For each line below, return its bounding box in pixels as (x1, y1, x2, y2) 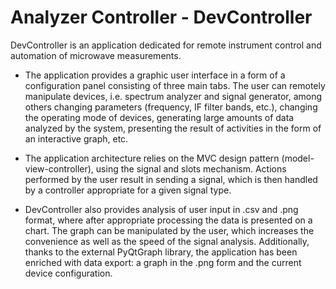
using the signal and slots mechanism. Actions (95, 162, 287, 175)
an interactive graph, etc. (24, 132, 129, 145)
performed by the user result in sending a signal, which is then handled (24, 173, 318, 185)
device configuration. (24, 267, 113, 279)
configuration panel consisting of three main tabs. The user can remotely (24, 79, 326, 91)
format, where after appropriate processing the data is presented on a (24, 214, 313, 226)
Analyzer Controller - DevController (10, 6, 313, 29)
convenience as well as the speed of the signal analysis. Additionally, (24, 235, 310, 247)
